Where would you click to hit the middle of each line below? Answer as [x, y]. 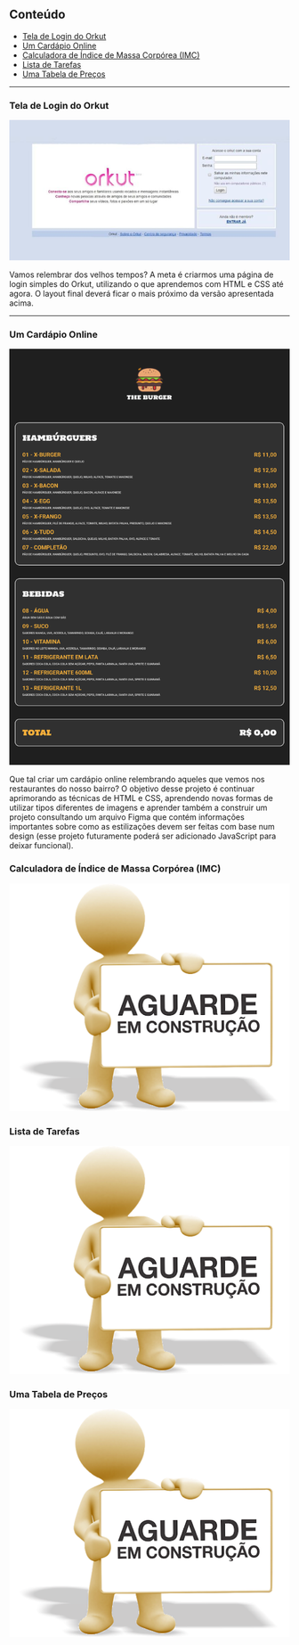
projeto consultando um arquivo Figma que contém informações [127, 817]
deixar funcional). [41, 846]
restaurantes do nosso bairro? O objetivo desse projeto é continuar [132, 789]
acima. [21, 303]
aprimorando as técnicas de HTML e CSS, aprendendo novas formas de [141, 798]
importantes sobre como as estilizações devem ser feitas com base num [142, 827]
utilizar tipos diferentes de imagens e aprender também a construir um [138, 808]
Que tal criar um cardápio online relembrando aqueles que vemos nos [137, 780]
